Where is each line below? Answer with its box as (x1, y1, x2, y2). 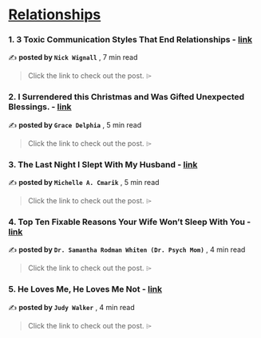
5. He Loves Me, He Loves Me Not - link (8, 284, 163, 295)
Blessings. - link (8, 101, 72, 112)
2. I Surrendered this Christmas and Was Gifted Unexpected (8, 92, 245, 103)
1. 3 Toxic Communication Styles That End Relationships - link (8, 34, 253, 45)
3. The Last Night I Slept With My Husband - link (8, 159, 198, 170)
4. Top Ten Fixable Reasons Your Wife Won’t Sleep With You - (8, 217, 251, 227)
